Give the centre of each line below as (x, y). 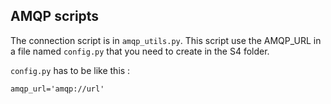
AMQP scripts (55, 16)
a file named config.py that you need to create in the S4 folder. (140, 51)
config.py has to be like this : (70, 70)
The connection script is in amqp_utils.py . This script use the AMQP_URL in (166, 40)
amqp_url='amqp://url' (57, 89)
